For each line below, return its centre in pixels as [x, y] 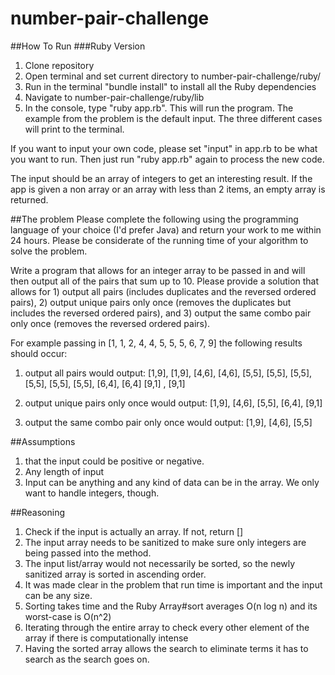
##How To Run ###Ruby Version [78, 46]
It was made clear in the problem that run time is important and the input [173, 584]
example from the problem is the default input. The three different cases [173, 118]
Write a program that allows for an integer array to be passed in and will [158, 270]
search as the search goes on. [87, 659]
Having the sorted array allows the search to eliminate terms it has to [166, 648]
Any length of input [64, 471]
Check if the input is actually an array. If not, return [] [134, 531]
